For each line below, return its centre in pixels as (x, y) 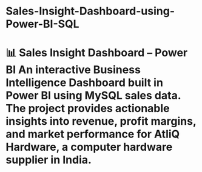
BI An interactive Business (73, 70)
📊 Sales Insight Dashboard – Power (97, 53)
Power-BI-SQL (42, 24)
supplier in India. (49, 160)
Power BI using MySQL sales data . (93, 96)
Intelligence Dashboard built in (84, 83)
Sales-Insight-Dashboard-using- (90, 11)
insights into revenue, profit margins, (101, 121)
